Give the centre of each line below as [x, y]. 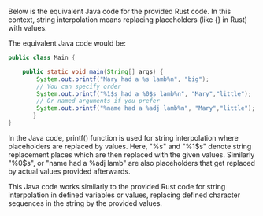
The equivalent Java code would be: [67, 43]
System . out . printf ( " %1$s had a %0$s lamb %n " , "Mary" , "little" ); [144, 93]
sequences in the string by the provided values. [85, 203]
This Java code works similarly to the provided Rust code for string [117, 186]
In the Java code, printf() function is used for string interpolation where [123, 137]
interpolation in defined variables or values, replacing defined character [124, 195]
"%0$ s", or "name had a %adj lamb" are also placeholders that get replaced [132, 163]
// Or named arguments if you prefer [98, 101]
